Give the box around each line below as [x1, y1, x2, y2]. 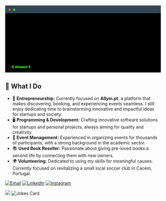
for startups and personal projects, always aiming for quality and [12, 124, 144, 130]
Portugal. [12, 170, 31, 176]
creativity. [12, 129, 33, 135]
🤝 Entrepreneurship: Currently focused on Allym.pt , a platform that [12, 95, 151, 101]
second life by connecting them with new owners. [12, 152, 114, 158]
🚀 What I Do [5, 82, 42, 91]
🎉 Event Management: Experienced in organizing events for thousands [12, 134, 158, 140]
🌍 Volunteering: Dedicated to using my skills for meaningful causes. [12, 158, 153, 164]
